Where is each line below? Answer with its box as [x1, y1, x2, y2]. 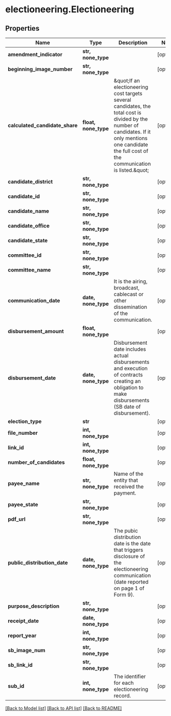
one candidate [113, 141, 149, 148]
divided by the [113, 116, 148, 122]
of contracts [113, 371, 144, 378]
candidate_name [8, 208, 49, 214]
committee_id [8, 252, 42, 259]
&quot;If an [113, 77, 140, 84]
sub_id [8, 683, 24, 689]
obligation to [113, 384, 144, 391]
